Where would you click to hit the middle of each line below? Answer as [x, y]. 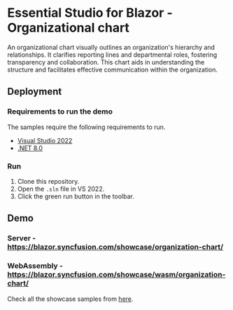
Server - [22, 238]
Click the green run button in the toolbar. [76, 196]
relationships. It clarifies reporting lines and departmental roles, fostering [112, 55]
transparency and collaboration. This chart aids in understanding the [106, 62]
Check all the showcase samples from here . [70, 299]
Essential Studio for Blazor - [90, 13]
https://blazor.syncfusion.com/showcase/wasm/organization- [116, 275]
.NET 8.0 [30, 148]
